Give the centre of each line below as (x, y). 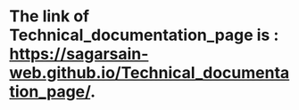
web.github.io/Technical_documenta (149, 73)
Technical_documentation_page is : (144, 35)
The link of (50, 16)
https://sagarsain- (79, 54)
